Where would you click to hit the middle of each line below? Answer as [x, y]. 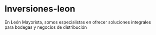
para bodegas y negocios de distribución [46, 27]
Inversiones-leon [40, 9]
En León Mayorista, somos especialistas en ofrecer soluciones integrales [78, 22]
